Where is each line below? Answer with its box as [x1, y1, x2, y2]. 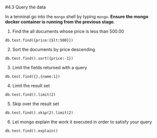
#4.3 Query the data [5, 4, 46, 10]
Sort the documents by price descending [12, 47, 95, 52]
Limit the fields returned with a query [12, 65, 87, 70]
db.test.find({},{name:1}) [5, 74, 60, 79]
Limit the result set [12, 83, 50, 88]
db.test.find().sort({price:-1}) [5, 56, 74, 61]
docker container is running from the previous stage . [5, 19, 115, 25]
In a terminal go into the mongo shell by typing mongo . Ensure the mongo [5, 14, 149, 19]
